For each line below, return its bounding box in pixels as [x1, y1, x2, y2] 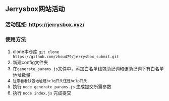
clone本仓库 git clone [12, 48, 60, 55]
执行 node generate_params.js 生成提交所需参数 [12, 83, 112, 89]
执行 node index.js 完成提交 [12, 90, 72, 96]
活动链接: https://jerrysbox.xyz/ [5, 21, 85, 28]
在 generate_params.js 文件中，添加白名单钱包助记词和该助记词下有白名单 [12, 65, 164, 72]
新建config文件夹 [12, 59, 48, 65]
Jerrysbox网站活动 [5, 5, 65, 14]
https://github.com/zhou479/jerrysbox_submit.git [12, 54, 120, 59]
